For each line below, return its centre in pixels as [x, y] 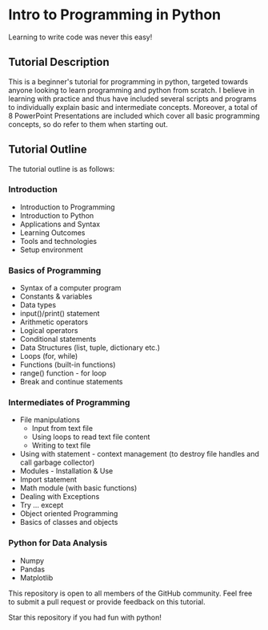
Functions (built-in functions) [68, 365]
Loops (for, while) [49, 356]
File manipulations [50, 420]
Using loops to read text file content [91, 437]
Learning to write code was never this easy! [80, 37]
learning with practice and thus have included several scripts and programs [133, 99]
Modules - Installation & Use [66, 471]
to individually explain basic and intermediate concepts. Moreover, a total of [133, 107]
